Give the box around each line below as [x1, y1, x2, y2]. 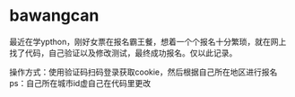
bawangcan [9, 5, 100, 26]
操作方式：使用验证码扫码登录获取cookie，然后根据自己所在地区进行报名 [9, 66, 278, 77]
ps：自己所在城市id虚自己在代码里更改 [9, 77, 151, 88]
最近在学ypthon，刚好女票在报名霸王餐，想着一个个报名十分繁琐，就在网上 [9, 36, 287, 47]
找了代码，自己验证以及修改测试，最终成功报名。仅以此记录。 [9, 47, 238, 58]
